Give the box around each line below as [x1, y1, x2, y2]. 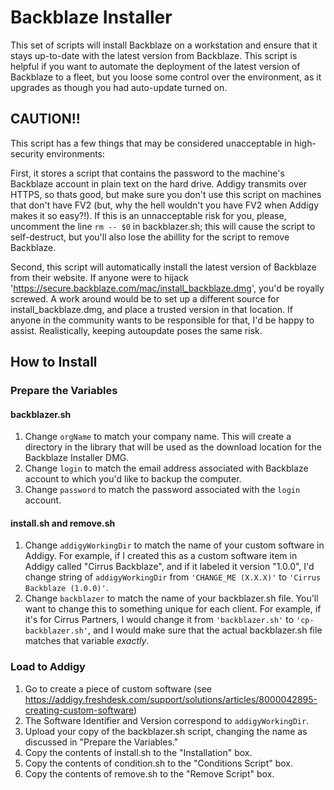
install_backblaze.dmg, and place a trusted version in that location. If [10, 303, 293, 315]
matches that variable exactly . [24, 635, 150, 647]
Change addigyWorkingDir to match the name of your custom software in [24, 539, 325, 551]
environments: [46, 147, 106, 160]
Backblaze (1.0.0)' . [24, 582, 109, 594]
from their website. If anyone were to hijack [10, 271, 189, 283]
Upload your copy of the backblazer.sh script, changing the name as [24, 725, 308, 737]
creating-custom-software [24, 704, 135, 716]
